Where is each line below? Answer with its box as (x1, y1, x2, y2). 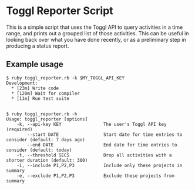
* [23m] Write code (11, 85, 59, 91)
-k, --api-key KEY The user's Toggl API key (16, 121, 167, 127)
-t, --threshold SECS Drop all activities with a (16, 152, 172, 158)
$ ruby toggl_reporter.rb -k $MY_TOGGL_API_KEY (6, 75, 125, 81)
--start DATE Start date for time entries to (27, 131, 183, 138)
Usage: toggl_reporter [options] (6, 116, 88, 122)
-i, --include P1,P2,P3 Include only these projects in (16, 162, 183, 168)
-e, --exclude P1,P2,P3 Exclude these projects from (16, 172, 175, 179)
